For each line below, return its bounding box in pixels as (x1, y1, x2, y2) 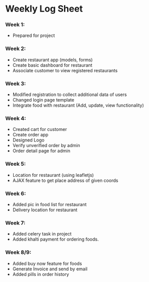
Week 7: (5, 219, 26, 226)
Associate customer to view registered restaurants (12, 67, 118, 73)
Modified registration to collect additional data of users (12, 91, 127, 98)
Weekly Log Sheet (5, 3, 83, 15)
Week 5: (5, 160, 26, 167)
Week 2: (5, 45, 26, 52)
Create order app (12, 132, 49, 138)
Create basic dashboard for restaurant (12, 62, 92, 68)
